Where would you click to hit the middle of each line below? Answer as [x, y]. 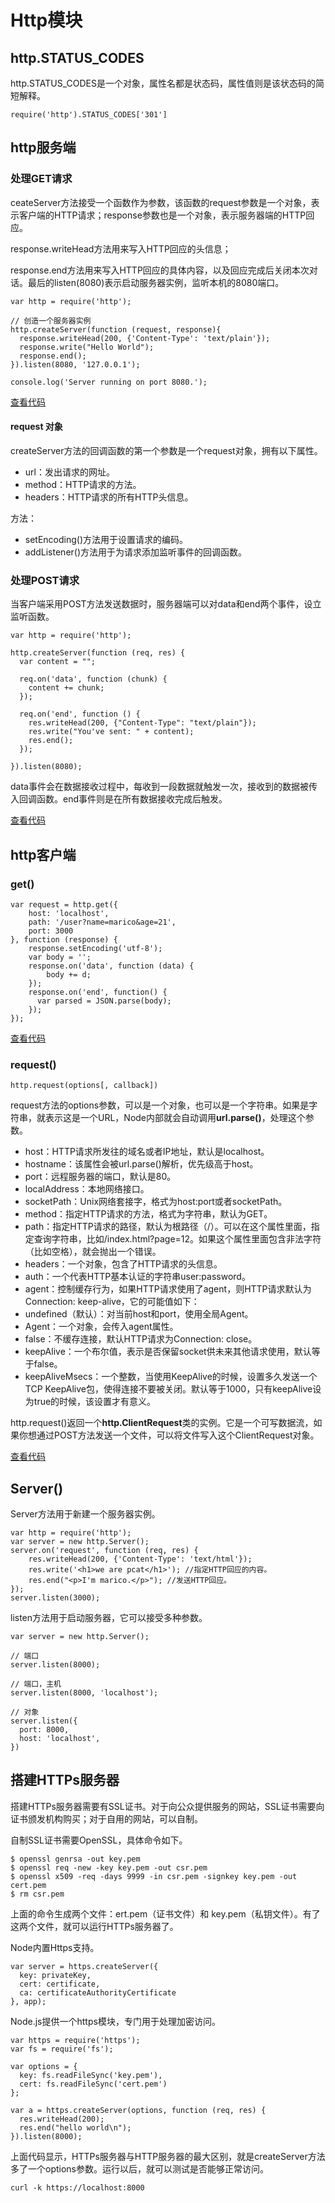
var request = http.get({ [64, 904]
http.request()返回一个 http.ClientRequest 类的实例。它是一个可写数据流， [162, 1423]
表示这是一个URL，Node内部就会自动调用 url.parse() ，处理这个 [175, 1118]
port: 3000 [51, 931]
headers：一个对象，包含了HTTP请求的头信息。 [123, 1264]
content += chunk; [66, 688]
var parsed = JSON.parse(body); [104, 1001]
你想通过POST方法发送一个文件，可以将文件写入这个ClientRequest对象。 [169, 1435]
